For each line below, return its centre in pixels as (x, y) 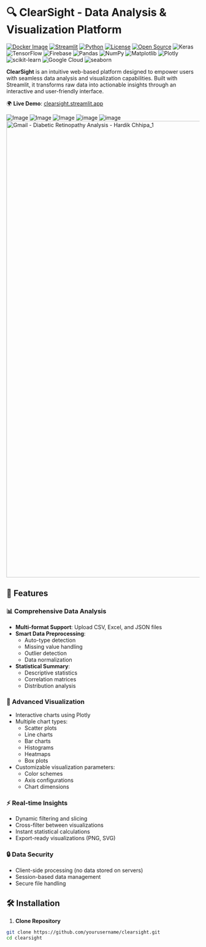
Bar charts (37, 741)
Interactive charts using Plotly (53, 715)
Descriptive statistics (51, 673)
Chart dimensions (47, 786)
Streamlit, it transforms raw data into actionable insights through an (91, 85)
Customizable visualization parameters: (65, 767)
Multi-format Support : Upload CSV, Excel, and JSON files (89, 627)
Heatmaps (37, 754)
